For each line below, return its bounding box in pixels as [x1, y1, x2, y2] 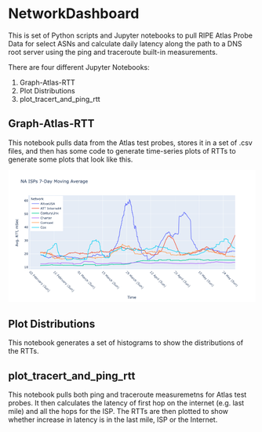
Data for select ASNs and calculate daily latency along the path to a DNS [8, 38, 242, 48]
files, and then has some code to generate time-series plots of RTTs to [8, 146, 237, 155]
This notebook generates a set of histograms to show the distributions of [8, 338, 244, 347]
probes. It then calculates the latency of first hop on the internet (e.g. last [8, 398, 245, 408]
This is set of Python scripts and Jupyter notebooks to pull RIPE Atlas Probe [8, 31, 253, 40]
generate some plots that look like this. [8, 154, 133, 164]
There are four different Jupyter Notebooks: [8, 62, 151, 71]
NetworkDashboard [8, 5, 140, 23]
